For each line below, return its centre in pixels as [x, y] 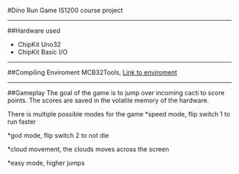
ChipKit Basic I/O [43, 52]
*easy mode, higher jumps [46, 163]
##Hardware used [34, 31]
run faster [22, 121]
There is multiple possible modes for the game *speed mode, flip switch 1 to [119, 114]
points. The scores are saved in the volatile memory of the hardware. [108, 100]
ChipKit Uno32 [39, 44]
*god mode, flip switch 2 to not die [58, 135]
